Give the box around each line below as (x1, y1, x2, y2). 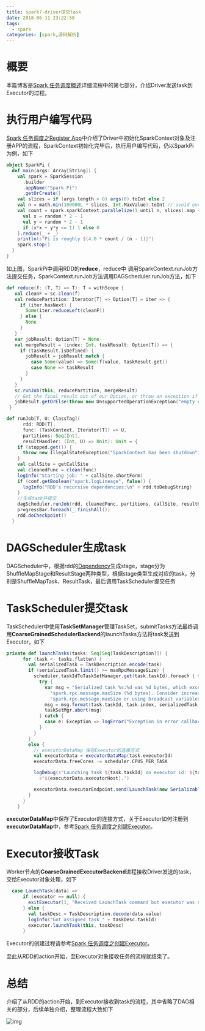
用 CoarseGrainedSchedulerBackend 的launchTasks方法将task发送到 (6, 630, 180, 637)
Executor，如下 (6, 638, 45, 645)
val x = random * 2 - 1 (22, 213, 84, 219)
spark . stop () (17, 242, 51, 248)
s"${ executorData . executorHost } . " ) (38, 775, 130, 782)
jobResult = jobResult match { (25, 353, 105, 359)
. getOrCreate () (22, 191, 62, 197)
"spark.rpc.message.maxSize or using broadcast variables (49, 696, 201, 702)
